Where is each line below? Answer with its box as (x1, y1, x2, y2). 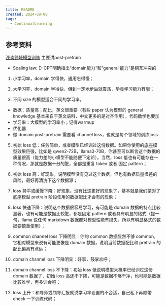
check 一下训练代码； (12, 296, 57, 302)
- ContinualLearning (10, 21, 52, 26)
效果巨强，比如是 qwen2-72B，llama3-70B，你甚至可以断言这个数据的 (17, 149, 161, 154)
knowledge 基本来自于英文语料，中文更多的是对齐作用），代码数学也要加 (12, 113, 160, 119)
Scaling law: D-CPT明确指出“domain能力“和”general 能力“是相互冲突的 (12, 65, 157, 71)
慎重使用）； (21, 223, 46, 229)
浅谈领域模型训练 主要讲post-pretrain (5, 55, 81, 61)
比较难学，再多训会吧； (12, 279, 61, 285)
